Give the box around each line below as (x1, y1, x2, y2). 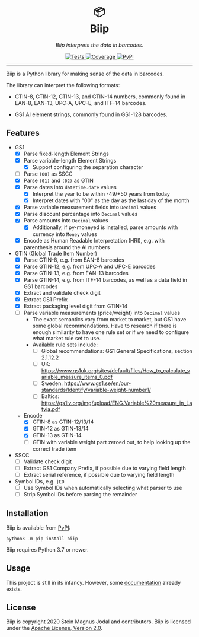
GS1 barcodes (23, 283, 58, 290)
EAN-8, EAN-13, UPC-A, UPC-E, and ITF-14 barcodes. (14, 99, 147, 106)
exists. (6, 585, 23, 593)
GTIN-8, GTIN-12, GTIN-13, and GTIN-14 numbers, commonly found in (14, 93, 185, 100)
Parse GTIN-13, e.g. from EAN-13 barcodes (23, 269, 129, 276)
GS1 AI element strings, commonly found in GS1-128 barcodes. (14, 111, 168, 118)
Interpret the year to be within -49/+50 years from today (32, 190, 171, 198)
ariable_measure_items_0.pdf (41, 374, 113, 381)
